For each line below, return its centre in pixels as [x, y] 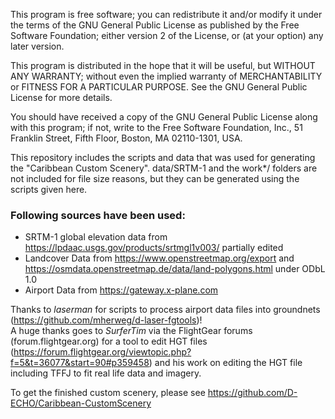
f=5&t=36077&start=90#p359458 [80, 363]
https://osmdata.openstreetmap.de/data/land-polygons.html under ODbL [175, 269]
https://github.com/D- [252, 393]
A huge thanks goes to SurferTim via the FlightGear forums [131, 331]
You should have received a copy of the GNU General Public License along [164, 117]
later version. [37, 46]
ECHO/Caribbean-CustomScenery [81, 403]
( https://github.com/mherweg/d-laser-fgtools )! [106, 320]
